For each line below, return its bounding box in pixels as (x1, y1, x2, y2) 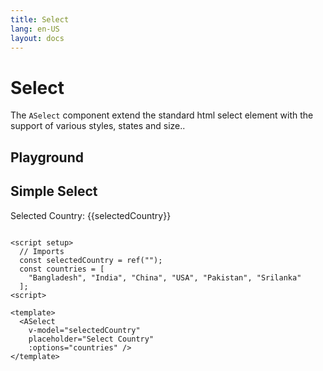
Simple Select (10, 183, 98, 200)
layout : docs (10, 33, 65, 43)
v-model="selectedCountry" (28, 325, 141, 335)
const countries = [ (19, 264, 105, 274)
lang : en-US (10, 24, 60, 34)
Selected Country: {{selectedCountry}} (10, 209, 172, 221)
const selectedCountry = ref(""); (19, 255, 163, 265)
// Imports (19, 246, 65, 256)
